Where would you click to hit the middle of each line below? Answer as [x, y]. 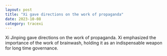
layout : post [19, 10]
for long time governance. [32, 48]
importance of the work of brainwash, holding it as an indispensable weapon [84, 43]
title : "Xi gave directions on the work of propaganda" [64, 14]
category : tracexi [24, 24]
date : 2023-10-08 [23, 19]
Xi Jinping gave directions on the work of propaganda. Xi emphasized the [81, 38]
